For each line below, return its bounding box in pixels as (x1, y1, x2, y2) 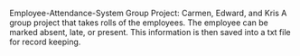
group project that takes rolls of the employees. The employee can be (9, 17, 269, 28)
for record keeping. (9, 36, 81, 47)
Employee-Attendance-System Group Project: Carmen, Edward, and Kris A (9, 8, 287, 18)
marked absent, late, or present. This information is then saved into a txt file (9, 27, 291, 37)
